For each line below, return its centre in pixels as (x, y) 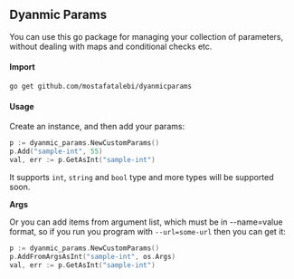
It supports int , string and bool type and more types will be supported (142, 177)
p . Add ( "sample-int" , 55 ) (56, 152)
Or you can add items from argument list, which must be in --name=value (146, 222)
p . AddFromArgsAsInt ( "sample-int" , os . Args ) (93, 256)
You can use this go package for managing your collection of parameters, (147, 36)
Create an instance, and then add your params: (97, 127)
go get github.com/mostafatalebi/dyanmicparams (101, 87)
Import (23, 67)
